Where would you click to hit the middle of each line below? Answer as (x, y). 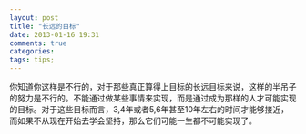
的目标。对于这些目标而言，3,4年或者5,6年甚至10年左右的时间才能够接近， (149, 109)
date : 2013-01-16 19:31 (55, 34)
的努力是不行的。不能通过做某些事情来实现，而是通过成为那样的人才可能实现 (153, 98)
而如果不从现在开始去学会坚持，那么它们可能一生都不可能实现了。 (133, 120)
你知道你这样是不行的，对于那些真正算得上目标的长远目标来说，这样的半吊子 (153, 86)
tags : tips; (32, 60)
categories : (32, 52)
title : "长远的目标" (45, 26)
